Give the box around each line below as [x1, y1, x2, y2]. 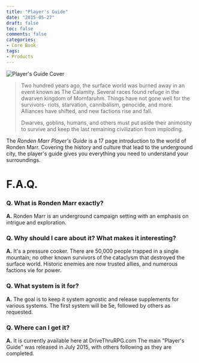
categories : [6, 37, 36, 43]
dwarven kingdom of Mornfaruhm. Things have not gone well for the [20, 95, 190, 102]
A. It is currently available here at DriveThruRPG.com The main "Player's [6, 337, 185, 344]
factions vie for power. [6, 267, 62, 274]
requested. [6, 308, 33, 315]
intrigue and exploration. [6, 219, 67, 226]
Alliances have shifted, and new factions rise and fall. [20, 107, 153, 114]
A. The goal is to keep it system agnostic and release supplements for [6, 296, 179, 303]
